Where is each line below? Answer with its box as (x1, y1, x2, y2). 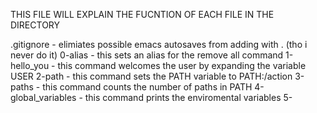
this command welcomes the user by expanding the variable (57, 60, 307, 71)
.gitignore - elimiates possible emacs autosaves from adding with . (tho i (10, 39, 308, 50)
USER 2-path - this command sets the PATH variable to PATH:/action (10, 70, 293, 82)
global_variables (10, 92, 77, 103)
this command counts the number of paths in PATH (42, 81, 253, 93)
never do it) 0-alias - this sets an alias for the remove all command (10, 49, 284, 61)
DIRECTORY (10, 19, 61, 31)
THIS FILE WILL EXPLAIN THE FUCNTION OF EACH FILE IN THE (10, 9, 275, 20)
